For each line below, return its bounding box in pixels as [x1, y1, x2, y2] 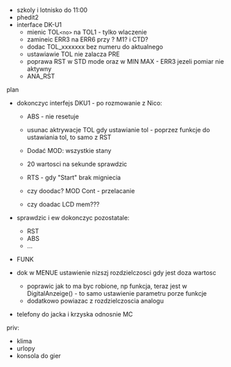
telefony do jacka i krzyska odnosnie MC [16, 310, 133, 318]
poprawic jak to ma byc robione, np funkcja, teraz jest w [26, 282, 188, 290]
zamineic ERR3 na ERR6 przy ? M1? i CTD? [26, 35, 148, 44]
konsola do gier [16, 352, 62, 359]
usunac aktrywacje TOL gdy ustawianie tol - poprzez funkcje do [26, 126, 210, 134]
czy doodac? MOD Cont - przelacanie [26, 187, 135, 195]
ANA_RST [26, 72, 55, 80]
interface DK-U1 [16, 21, 62, 28]
